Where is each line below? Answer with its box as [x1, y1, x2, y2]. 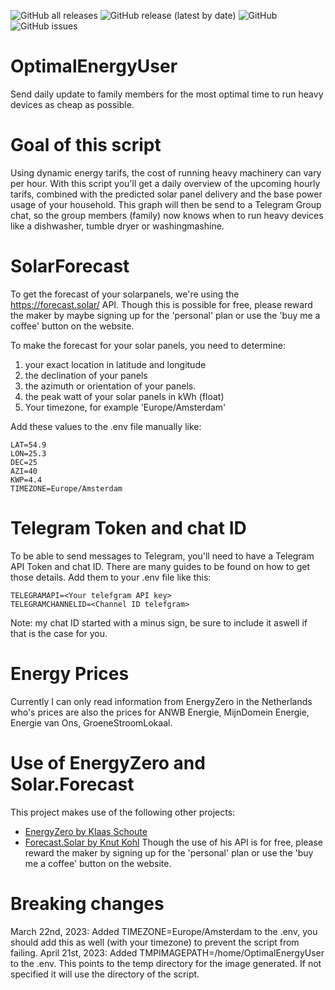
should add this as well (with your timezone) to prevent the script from [10, 936, 300, 948]
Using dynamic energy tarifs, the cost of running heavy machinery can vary [10, 166, 322, 179]
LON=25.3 [10, 448, 47, 459]
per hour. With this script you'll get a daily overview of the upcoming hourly [10, 177, 321, 189]
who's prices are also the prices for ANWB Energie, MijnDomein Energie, [10, 706, 310, 718]
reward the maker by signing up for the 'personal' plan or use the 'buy [24, 846, 314, 859]
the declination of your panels [24, 369, 148, 381]
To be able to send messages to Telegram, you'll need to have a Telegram [10, 550, 315, 562]
